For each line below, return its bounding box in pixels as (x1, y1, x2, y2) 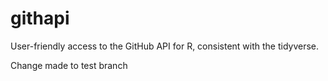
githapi (10, 7, 70, 30)
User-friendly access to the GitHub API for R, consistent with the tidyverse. (10, 40, 320, 52)
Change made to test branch (10, 59, 128, 71)
